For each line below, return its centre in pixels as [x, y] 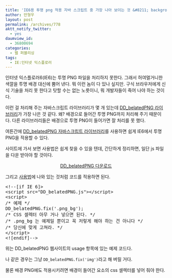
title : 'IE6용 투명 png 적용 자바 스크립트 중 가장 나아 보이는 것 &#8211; [77, 10]
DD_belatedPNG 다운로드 [86, 166]
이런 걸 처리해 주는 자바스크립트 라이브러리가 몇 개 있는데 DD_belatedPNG [80, 108]
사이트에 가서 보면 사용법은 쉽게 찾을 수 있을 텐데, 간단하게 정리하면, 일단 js [80, 148]
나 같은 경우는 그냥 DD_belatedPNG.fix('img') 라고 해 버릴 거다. [69, 260]
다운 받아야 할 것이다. [32, 155]
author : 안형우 [20, 15]
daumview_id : [19, 39]
